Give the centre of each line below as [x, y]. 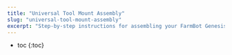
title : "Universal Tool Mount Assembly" [66, 13]
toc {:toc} [31, 45]
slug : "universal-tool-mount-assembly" [65, 20]
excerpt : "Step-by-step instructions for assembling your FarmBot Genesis [117, 26]
